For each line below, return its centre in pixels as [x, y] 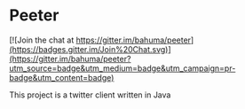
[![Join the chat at [42, 40]
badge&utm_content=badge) [62, 77]
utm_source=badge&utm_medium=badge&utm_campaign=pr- [122, 68]
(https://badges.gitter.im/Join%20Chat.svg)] [90, 49]
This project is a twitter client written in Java [90, 95]
